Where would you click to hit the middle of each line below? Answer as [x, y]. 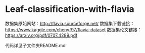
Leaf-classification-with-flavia [70, 9]
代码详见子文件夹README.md [35, 45]
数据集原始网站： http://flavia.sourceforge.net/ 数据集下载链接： [70, 23]
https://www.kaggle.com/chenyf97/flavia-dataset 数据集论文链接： [73, 29]
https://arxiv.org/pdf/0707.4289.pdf [41, 35]
